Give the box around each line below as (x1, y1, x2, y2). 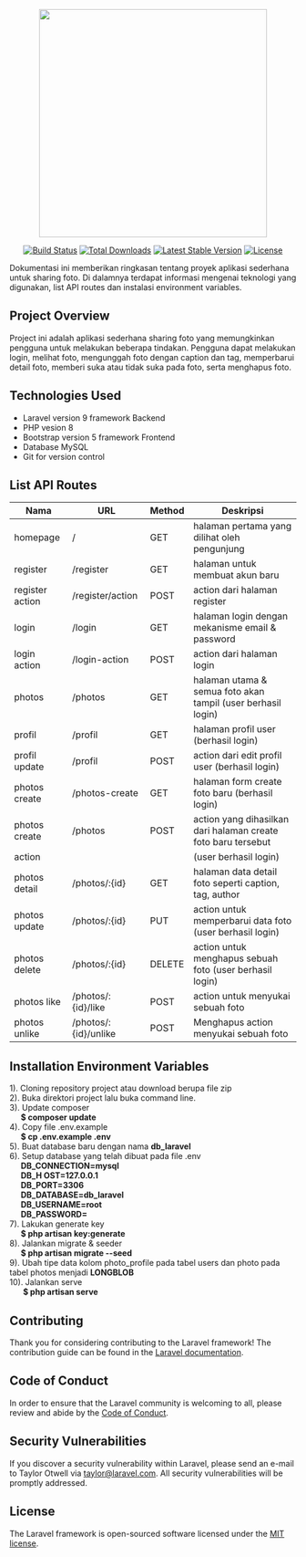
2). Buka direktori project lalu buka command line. (9, 1092, 197, 1103)
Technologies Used (9, 388, 121, 403)
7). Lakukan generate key (9, 1218, 105, 1229)
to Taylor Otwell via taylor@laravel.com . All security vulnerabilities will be (9, 1468, 284, 1479)
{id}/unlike (72, 1028, 117, 1040)
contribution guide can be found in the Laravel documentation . (9, 1347, 244, 1358)
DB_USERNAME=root (20, 1199, 103, 1210)
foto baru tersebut (192, 836, 271, 849)
